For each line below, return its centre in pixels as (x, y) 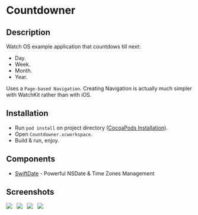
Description (28, 32)
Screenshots (30, 192)
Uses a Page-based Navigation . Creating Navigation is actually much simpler (99, 88)
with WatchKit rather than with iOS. (49, 95)
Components (31, 159)
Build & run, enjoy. (37, 140)
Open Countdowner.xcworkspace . (54, 134)
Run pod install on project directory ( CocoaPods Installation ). (91, 128)
